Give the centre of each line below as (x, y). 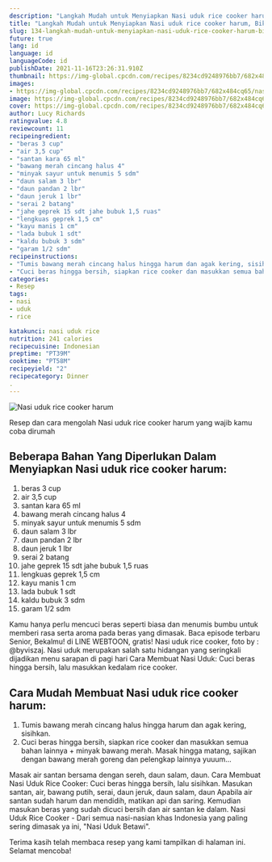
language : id (31, 53)
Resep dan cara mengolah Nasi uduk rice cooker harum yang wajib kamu (131, 422)
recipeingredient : (40, 136)
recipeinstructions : (44, 256)
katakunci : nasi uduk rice (54, 331)
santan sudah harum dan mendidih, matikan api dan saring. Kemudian (125, 801)
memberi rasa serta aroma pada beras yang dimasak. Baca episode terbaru (135, 633)
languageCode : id (38, 61)
